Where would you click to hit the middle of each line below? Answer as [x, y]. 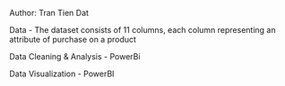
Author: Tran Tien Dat [49, 13]
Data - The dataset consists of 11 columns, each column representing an [142, 30]
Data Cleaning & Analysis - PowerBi [75, 56]
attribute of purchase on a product [73, 39]
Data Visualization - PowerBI [62, 74]
